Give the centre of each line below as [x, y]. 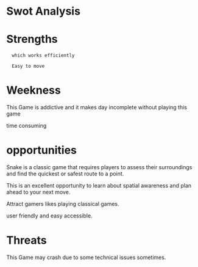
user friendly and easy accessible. [49, 216]
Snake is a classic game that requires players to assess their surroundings [99, 167]
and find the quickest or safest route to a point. [65, 174]
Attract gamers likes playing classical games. [63, 204]
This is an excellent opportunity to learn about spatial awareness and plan [99, 185]
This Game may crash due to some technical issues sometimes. [86, 257]
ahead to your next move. [38, 192]
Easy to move [28, 66]
